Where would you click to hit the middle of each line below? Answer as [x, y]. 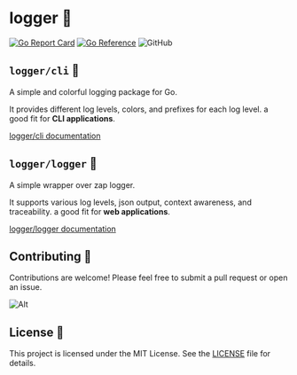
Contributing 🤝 [51, 256]
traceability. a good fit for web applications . [90, 211]
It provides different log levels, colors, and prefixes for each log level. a [139, 109]
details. [23, 363]
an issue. [26, 287]
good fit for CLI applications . [62, 118]
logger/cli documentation [55, 136]
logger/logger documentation [63, 229]
